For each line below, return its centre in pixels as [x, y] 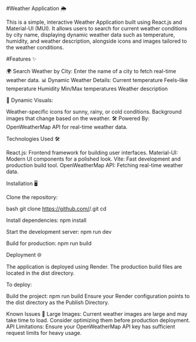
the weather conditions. [35, 47]
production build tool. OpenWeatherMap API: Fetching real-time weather [95, 165]
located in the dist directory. [41, 273]
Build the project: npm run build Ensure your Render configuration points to [98, 296]
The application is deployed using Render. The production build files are [94, 267]
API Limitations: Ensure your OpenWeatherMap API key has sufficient [91, 327]
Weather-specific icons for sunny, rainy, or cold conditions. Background [94, 112]
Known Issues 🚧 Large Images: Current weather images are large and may [97, 314]
